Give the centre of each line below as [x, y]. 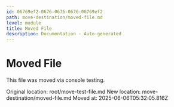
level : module [24, 23]
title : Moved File [29, 28]
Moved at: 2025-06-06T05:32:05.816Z [120, 98]
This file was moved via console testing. [56, 80]
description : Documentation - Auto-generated [64, 34]
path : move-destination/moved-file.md [54, 17]
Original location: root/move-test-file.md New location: [74, 92]
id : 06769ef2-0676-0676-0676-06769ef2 [54, 12]
